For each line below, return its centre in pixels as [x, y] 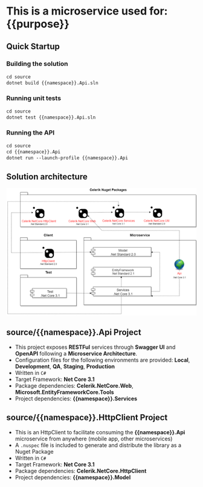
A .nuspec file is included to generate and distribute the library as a [98, 445]
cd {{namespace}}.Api [34, 152]
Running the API [31, 133]
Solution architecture [47, 177]
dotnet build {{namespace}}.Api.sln [52, 83]
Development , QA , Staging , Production [65, 366]
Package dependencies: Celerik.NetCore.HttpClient [81, 471]
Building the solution [37, 64]
